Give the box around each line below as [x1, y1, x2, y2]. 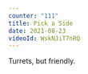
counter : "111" [8, 11, 59, 20]
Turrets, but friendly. [8, 56, 76, 66]
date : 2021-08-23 [8, 27, 66, 35]
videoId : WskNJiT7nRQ [8, 34, 81, 43]
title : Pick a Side [8, 19, 74, 27]
